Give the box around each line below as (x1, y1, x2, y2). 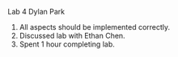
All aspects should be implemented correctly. (19, 22, 171, 31)
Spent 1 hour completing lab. (19, 39, 115, 49)
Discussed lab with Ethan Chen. (19, 31, 126, 40)
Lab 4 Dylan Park (7, 7, 66, 16)
